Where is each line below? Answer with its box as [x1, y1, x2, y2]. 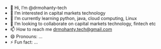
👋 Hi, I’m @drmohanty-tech [10, 5, 67, 10]
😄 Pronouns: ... [10, 33, 43, 39]
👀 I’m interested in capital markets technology [10, 10, 106, 16]
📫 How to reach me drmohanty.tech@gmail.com [10, 26, 112, 32]
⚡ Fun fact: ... [10, 39, 38, 45]
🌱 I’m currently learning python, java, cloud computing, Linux [10, 15, 137, 21]
